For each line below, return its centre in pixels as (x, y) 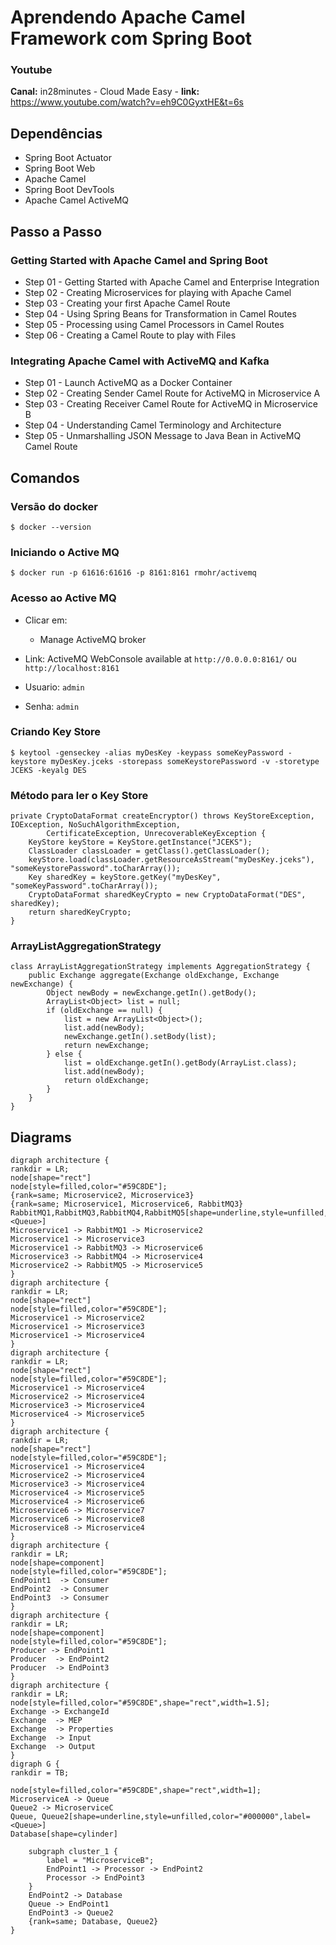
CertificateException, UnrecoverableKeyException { (156, 834)
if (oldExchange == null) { (104, 1011)
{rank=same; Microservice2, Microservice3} (102, 1196)
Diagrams (41, 1137)
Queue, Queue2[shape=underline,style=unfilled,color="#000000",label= (160, 1817)
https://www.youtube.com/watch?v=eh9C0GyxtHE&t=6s (127, 102)
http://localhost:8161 (72, 668)
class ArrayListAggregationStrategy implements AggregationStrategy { (160, 967)
